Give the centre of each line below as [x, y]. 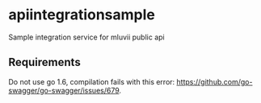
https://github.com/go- [215, 81]
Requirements [44, 62]
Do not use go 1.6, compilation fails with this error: [92, 81]
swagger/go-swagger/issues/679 [64, 90]
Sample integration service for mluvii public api [86, 37]
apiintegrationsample [82, 15]
